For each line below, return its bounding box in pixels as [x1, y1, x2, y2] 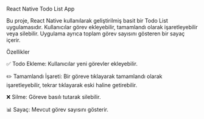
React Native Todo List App [6, 5, 75, 12]
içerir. [6, 37, 21, 43]
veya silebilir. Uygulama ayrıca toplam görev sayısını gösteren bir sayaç [6, 30, 185, 37]
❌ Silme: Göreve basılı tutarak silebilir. [6, 93, 101, 100]
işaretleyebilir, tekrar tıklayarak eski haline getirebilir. [6, 82, 138, 88]
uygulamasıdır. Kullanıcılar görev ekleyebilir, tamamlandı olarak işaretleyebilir [6, 24, 198, 31]
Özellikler [6, 48, 30, 56]
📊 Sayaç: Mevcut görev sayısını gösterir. [6, 106, 108, 113]
